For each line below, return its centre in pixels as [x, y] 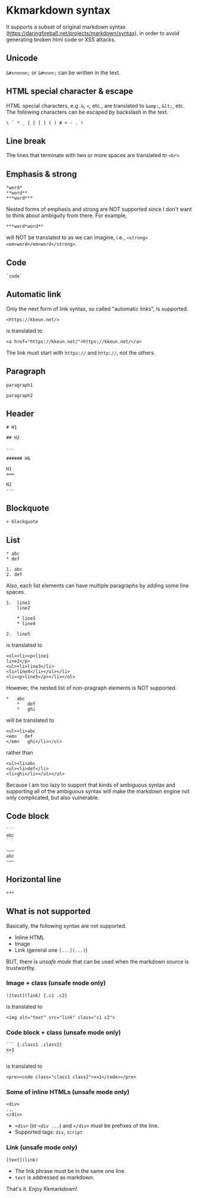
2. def [14, 575]
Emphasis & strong [41, 174]
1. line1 [18, 603]
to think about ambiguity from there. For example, [67, 215]
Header [20, 414]
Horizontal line [34, 879]
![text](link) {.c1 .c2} [37, 995]
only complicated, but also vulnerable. [53, 797]
